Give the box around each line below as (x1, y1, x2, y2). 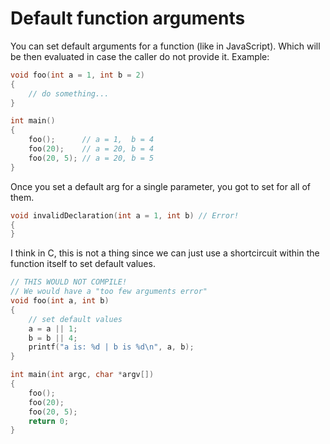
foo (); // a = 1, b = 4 (28, 135, 155, 145)
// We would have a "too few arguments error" (10, 287, 208, 297)
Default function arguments (10, 7, 246, 30)
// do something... (28, 88, 110, 99)
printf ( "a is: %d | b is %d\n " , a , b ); (28, 342, 195, 352)
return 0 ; (28, 416, 70, 426)
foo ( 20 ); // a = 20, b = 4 (28, 144, 155, 154)
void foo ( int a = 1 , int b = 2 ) (10, 70, 145, 80)
